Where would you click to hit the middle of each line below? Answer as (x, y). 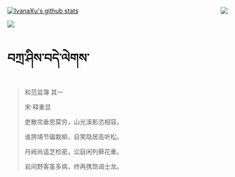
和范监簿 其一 (44, 92)
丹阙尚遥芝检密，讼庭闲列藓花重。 (73, 151)
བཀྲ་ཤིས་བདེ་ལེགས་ (48, 58)
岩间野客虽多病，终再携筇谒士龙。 (73, 166)
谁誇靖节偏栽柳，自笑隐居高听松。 (73, 136)
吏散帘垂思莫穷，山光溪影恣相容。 (73, 122)
